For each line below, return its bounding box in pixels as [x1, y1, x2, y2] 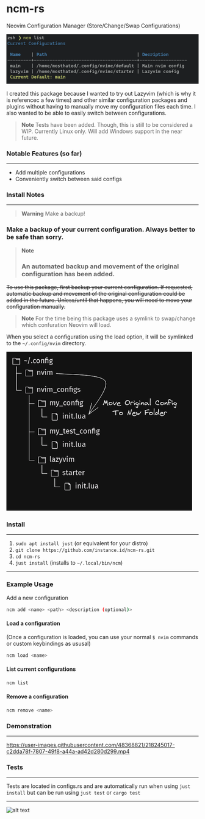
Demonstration [6, 721, 52, 730]
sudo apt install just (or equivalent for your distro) [15, 540, 148, 547]
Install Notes [6, 191, 45, 199]
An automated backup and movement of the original [21, 262, 179, 270]
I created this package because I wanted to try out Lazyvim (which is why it [6, 90, 196, 97]
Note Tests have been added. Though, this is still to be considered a [21, 121, 193, 128]
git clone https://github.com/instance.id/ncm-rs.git [15, 548, 155, 554]
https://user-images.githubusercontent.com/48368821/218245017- [6, 742, 175, 749]
